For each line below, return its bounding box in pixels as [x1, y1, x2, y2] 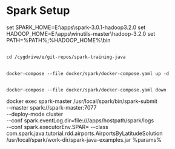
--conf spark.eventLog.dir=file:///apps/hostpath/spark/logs [6, 117, 154, 124]
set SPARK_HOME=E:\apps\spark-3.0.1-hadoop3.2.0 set [6, 24, 146, 31]
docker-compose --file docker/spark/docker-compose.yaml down [6, 87, 167, 93]
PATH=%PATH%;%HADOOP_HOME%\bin [6, 36, 111, 44]
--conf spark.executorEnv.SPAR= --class [6, 124, 109, 131]
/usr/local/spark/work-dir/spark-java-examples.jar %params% [6, 136, 162, 144]
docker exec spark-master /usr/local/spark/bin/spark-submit [6, 98, 157, 105]
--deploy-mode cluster [6, 110, 64, 118]
